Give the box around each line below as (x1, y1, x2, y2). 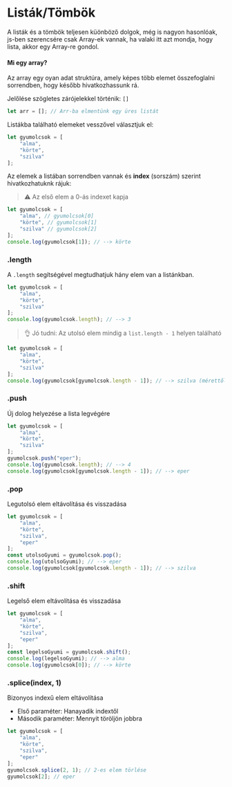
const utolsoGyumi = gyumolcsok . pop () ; (7, 552, 122, 559)
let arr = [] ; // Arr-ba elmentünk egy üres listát (7, 108, 159, 115)
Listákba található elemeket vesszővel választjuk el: (7, 120, 154, 129)
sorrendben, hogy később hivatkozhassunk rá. (7, 81, 139, 89)
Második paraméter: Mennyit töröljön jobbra (17, 714, 143, 723)
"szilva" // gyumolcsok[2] (19, 226, 97, 233)
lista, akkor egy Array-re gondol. (7, 42, 99, 51)
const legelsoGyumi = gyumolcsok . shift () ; (7, 649, 131, 655)
